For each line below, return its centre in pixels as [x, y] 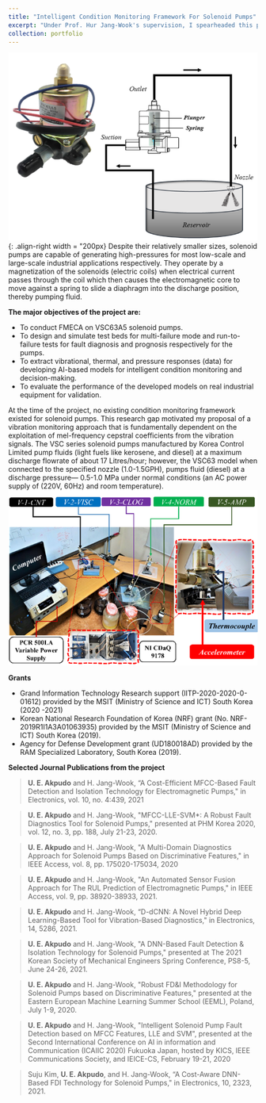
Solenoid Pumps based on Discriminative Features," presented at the [139, 993]
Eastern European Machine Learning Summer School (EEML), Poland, [141, 1001]
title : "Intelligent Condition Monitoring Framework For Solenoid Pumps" [133, 17]
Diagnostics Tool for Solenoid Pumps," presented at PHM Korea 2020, [141, 823]
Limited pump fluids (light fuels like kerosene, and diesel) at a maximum [125, 453]
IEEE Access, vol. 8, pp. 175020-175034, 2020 [103, 864]
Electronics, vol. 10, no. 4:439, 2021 [85, 799]
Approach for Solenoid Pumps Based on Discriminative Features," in [138, 856]
